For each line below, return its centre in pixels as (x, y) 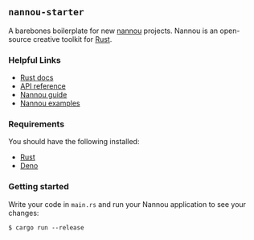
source (20, 39)
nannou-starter (46, 12)
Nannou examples (50, 103)
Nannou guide (43, 95)
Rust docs (37, 78)
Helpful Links (35, 60)
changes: (24, 213)
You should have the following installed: (74, 142)
